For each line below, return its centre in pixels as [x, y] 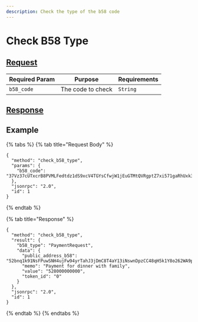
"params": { [26, 165]
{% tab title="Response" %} [40, 219]
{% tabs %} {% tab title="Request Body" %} [60, 144]
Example [22, 130]
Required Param [32, 79]
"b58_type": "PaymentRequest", [55, 245]
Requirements [138, 79]
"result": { [26, 240]
